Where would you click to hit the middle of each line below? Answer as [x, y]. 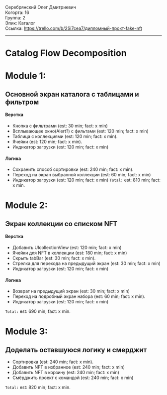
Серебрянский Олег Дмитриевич [41, 7]
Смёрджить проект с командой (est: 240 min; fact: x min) [73, 378]
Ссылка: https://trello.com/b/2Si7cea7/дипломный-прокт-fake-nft [74, 28]
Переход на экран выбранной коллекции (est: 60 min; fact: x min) [82, 175]
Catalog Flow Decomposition [66, 53]
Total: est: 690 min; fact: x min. [38, 311]
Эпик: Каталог [20, 23]
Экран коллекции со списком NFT [61, 224]
